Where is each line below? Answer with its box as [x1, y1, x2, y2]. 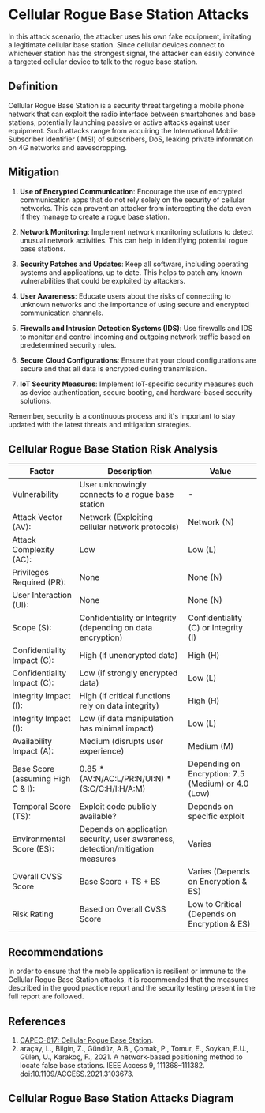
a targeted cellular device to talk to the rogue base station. [8, 57, 198, 66]
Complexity [12, 544, 55, 555]
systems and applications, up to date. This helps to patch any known [19, 267, 243, 277]
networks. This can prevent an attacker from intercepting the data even [19, 203, 252, 212]
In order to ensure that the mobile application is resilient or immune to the [8, 966, 247, 976]
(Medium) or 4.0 [188, 778, 249, 789]
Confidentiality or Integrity [79, 612, 177, 623]
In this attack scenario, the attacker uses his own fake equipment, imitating [8, 32, 252, 41]
